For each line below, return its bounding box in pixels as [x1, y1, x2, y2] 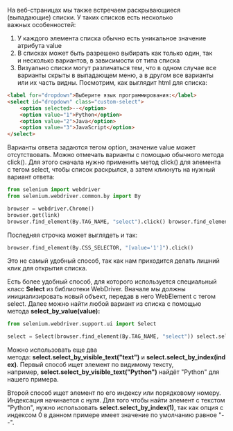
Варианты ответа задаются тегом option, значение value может [7, 143, 196, 152]
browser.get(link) [7, 211, 60, 218]
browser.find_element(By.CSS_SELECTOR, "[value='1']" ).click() [7, 244, 194, 251]
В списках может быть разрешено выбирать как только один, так [17, 49, 213, 57]
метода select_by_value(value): [7, 307, 101, 316]
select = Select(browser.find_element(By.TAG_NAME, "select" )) [7, 333, 194, 340]
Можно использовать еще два [7, 345, 98, 354]
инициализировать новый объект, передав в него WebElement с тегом [7, 292, 216, 301]
